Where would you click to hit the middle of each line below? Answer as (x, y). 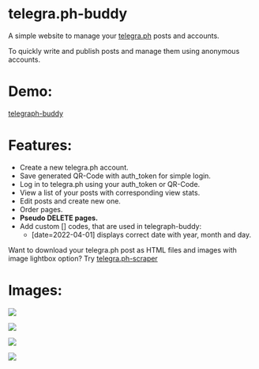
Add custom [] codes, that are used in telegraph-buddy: (111, 226)
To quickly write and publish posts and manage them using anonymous (124, 51)
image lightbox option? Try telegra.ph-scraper (83, 258)
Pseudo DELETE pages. (59, 218)
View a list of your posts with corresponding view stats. (110, 192)
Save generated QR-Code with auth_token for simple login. (115, 176)
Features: (40, 145)
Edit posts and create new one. (70, 201)
